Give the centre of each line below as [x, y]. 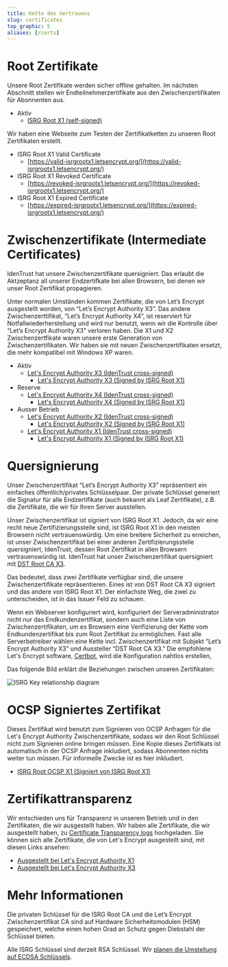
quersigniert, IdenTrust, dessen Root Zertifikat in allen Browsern [97, 549]
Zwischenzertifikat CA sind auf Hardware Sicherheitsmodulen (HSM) [104, 921]
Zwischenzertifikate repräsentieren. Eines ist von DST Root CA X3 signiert [111, 585]
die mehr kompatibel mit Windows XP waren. [70, 353]
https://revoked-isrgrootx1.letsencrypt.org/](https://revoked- [115, 184]
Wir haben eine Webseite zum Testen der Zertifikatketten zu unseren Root [111, 134]
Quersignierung [53, 466]
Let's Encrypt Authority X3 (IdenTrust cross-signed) [100, 373]
